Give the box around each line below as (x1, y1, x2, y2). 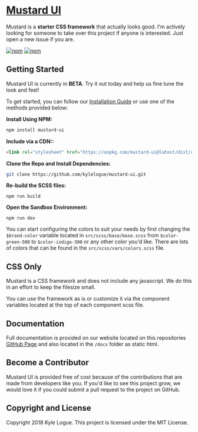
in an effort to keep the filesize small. (6, 283, 96, 291)
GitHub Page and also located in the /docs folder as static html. (6, 341, 159, 347)
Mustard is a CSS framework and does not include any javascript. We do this (6, 278, 192, 285)
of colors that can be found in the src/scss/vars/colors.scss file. (6, 244, 165, 252)
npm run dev (6, 215, 35, 221)
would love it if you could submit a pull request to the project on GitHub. (6, 386, 181, 393)
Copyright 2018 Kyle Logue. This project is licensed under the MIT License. (6, 418, 189, 426)
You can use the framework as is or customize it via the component (6, 295, 170, 302)
